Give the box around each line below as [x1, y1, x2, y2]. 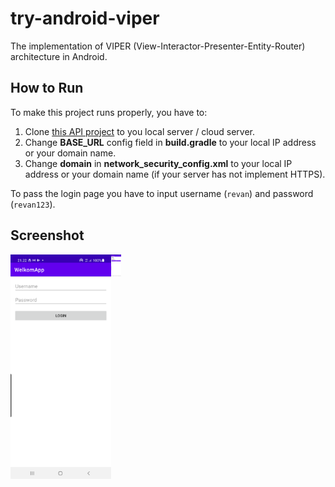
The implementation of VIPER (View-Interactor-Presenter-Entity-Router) [10, 40, 306, 52]
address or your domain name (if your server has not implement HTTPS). [24, 168, 326, 180]
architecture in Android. [10, 50, 108, 62]
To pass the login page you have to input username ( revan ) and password [10, 187, 314, 199]
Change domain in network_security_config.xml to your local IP [24, 157, 293, 169]
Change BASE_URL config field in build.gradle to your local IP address [24, 136, 317, 148]
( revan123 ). [10, 198, 56, 210]
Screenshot [10, 227, 85, 244]
